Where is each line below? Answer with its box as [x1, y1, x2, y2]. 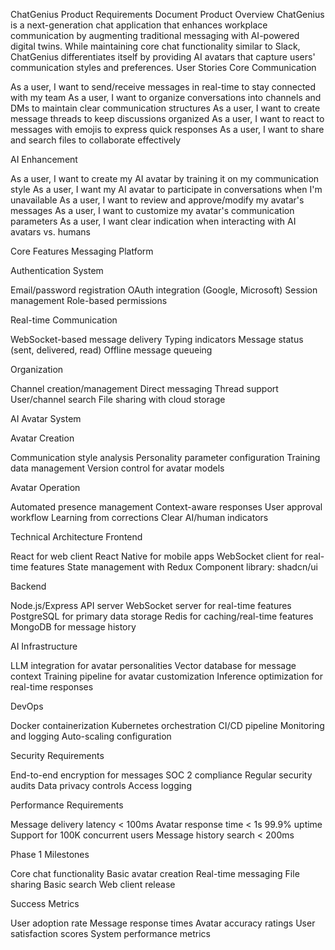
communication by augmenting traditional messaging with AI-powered [10, 30, 300, 41]
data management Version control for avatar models [10, 462, 225, 474]
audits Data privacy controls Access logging [10, 780, 192, 791]
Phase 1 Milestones [10, 849, 90, 860]
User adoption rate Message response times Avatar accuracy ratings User [10, 917, 316, 929]
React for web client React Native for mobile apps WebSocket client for [10, 550, 303, 562]
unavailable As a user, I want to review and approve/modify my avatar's [10, 194, 305, 206]
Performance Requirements [10, 799, 124, 811]
